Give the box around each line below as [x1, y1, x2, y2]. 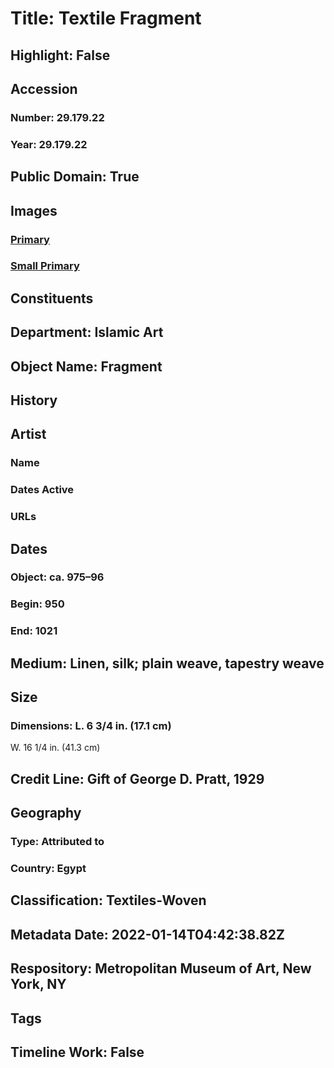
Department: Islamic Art [10, 324, 164, 341]
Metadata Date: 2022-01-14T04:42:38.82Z [10, 926, 285, 943]
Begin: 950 [10, 597, 65, 611]
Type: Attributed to [10, 835, 105, 849]
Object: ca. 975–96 [10, 570, 105, 584]
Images [10, 202, 58, 219]
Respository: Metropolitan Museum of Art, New [10, 960, 312, 977]
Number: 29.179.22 [10, 110, 105, 124]
